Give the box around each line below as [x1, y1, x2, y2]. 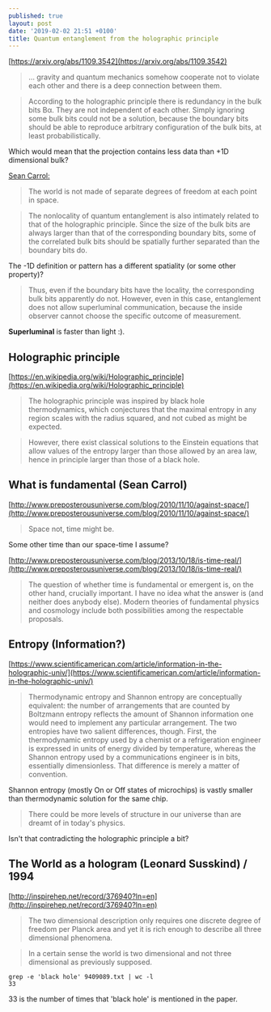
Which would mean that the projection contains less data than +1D [8, 147, 229, 156]
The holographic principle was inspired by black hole [28, 396, 205, 406]
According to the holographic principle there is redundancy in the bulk [28, 96, 262, 106]
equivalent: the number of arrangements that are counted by [28, 700, 231, 710]
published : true [8, 11, 63, 20]
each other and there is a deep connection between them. [28, 81, 222, 91]
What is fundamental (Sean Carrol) [8, 478, 188, 492]
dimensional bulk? [8, 155, 69, 165]
